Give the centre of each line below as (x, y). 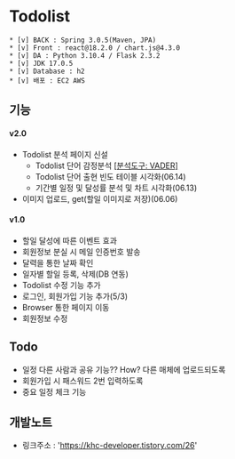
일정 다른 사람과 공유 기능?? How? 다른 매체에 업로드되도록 (124, 369)
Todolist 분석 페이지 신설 (65, 154)
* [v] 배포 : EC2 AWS (47, 81)
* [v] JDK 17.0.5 (41, 63)
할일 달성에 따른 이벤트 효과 (70, 240)
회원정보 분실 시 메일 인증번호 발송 (81, 252)
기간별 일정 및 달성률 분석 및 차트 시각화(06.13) (116, 188)
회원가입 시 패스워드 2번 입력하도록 (82, 381)
